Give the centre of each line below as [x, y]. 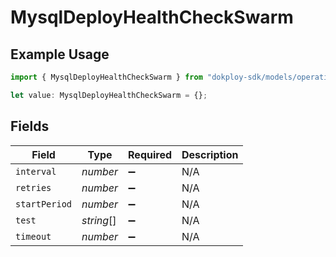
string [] [99, 220]
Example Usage [60, 54]
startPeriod [44, 204]
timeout [33, 236]
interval [36, 171]
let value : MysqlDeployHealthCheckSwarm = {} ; [109, 95]
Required [150, 154]
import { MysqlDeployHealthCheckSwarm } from [106, 77]
